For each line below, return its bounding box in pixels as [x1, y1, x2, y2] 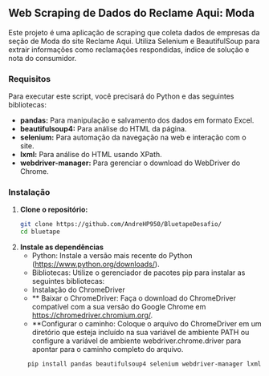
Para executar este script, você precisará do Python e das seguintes [8, 91, 234, 101]
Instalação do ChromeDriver [31, 285, 126, 295]
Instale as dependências [19, 242, 104, 252]
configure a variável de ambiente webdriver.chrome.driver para [31, 336, 242, 346]
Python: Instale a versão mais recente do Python [31, 251, 193, 261]
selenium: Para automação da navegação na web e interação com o [19, 132, 247, 143]
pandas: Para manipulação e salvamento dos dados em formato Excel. [19, 115, 255, 125]
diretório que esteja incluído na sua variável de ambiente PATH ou [31, 328, 250, 338]
